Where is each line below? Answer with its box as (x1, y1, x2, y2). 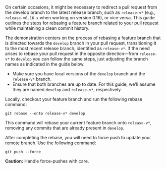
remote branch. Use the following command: (5, 140, 96, 146)
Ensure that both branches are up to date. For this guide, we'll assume (12, 81, 156, 87)
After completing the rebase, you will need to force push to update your (5, 135, 151, 140)
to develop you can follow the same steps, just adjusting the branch (10, 56, 148, 61)
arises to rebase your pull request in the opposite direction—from (5, 51, 139, 56)
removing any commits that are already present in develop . (5, 125, 125, 131)
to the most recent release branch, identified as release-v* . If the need (5, 46, 150, 51)
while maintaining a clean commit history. (5, 25, 90, 31)
